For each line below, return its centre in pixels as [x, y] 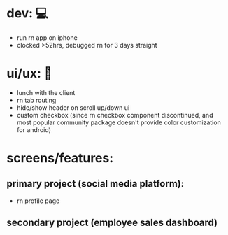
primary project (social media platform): [95, 184]
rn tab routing [36, 100]
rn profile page [38, 201]
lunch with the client [46, 92]
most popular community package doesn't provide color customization [119, 122]
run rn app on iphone [47, 37]
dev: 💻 [28, 14]
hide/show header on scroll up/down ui [73, 107]
